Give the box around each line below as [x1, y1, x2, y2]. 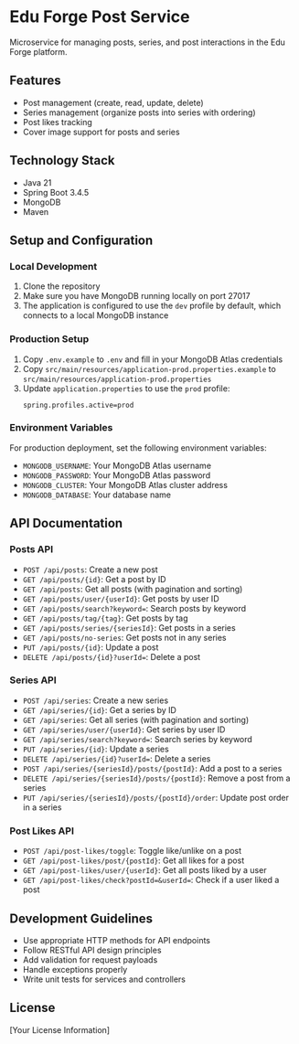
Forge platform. [9, 46, 68, 57]
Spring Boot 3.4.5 [22, 186, 90, 197]
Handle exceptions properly [22, 964, 128, 975]
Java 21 [22, 176, 52, 188]
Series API [9, 674, 57, 687]
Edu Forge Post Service [9, 6, 190, 27]
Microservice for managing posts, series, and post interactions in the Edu [9, 37, 286, 48]
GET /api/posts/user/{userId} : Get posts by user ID [22, 592, 219, 604]
